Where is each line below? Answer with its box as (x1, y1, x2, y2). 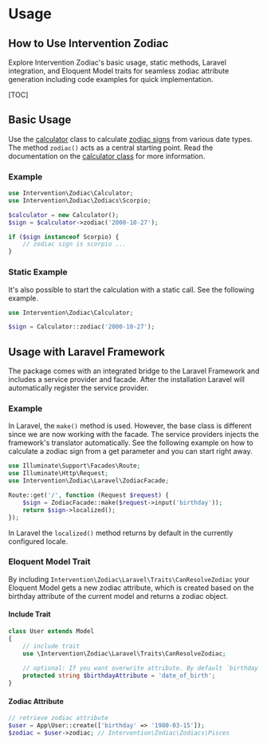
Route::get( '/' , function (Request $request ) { (8, 491, 170, 499)
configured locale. (8, 536, 69, 546)
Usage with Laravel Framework (8, 344, 166, 359)
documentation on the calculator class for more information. (8, 151, 206, 160)
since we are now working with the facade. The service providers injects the (8, 430, 259, 439)
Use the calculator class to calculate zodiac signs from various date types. (8, 134, 253, 144)
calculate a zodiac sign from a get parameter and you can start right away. (8, 447, 253, 456)
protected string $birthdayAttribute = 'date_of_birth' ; (22, 671, 216, 680)
